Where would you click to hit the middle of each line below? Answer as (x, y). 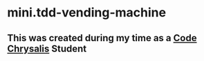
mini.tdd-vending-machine (87, 13)
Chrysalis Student (47, 48)
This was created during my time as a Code (102, 38)
